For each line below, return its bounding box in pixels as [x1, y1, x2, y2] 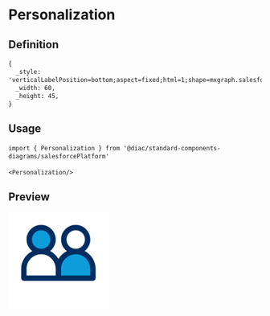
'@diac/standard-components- [123, 144, 221, 152]
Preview [8, 191, 51, 204]
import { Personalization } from [8, 144, 121, 152]
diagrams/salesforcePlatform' [8, 152, 110, 160]
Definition [8, 38, 59, 51]
